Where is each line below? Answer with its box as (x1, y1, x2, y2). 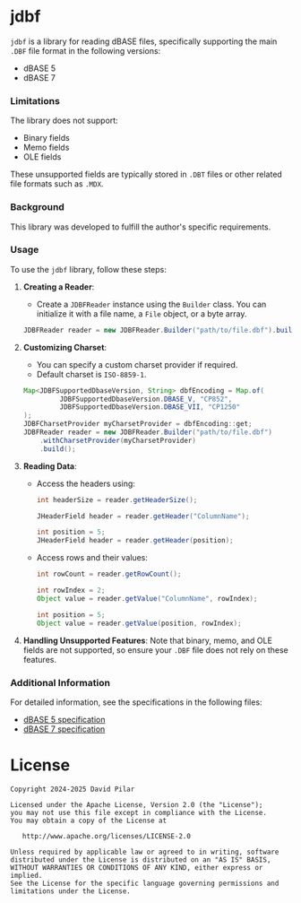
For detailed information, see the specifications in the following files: (10, 697, 262, 708)
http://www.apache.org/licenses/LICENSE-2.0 (21, 831, 192, 840)
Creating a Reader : (22, 281, 95, 292)
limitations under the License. (10, 886, 131, 896)
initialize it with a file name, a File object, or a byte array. (36, 308, 247, 319)
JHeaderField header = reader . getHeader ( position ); (36, 536, 234, 545)
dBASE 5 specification (22, 714, 106, 725)
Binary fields (22, 133, 70, 143)
